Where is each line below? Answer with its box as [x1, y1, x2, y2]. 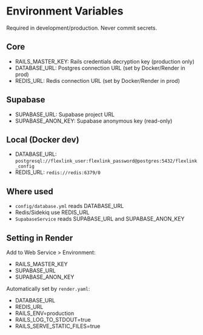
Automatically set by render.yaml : [6, 285, 90, 292]
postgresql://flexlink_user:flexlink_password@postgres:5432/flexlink [15, 158, 198, 164]
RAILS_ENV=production [15, 310, 75, 317]
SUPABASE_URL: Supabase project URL [15, 111, 115, 118]
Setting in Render [6, 233, 73, 243]
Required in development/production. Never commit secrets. [6, 24, 158, 31]
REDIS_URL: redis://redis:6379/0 [15, 169, 101, 176]
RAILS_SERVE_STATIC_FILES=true [15, 322, 101, 330]
